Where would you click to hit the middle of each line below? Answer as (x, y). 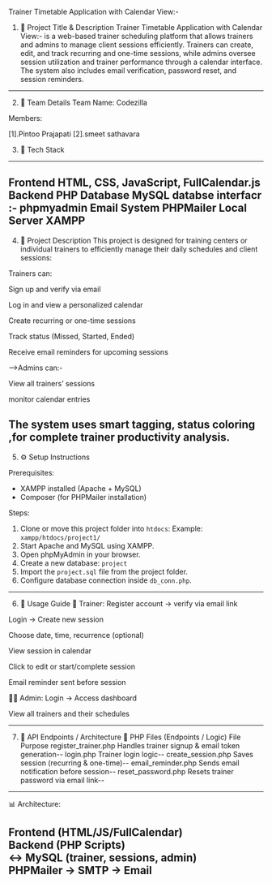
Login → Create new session (56, 619)
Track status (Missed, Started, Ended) (72, 336)
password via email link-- (62, 780)
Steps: (19, 513)
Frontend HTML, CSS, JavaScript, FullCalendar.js (134, 183)
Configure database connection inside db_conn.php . (106, 580)
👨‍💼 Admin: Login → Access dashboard (73, 698)
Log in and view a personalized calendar (76, 304)
